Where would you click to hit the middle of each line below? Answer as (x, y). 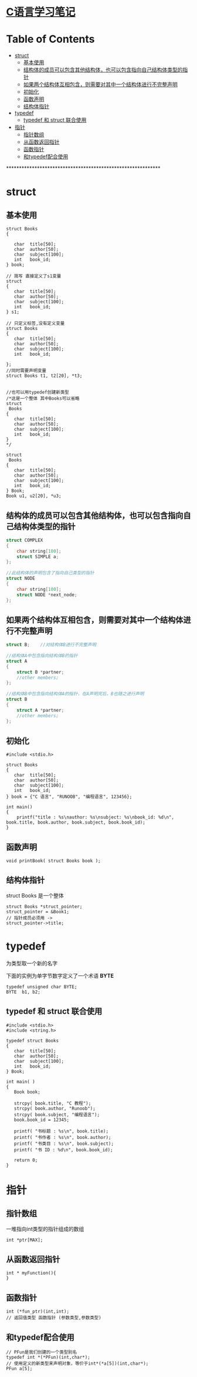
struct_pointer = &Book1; (38, 912)
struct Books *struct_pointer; (44, 906)
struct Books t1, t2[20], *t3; (44, 376)
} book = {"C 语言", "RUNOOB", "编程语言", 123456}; (69, 797)
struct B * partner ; (40, 672)
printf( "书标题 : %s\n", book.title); (61, 1131)
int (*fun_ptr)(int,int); (38, 1312)
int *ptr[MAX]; (25, 1240)
